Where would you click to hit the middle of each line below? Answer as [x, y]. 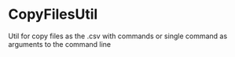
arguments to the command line [60, 44]
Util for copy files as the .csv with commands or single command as [118, 36]
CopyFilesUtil [53, 14]
